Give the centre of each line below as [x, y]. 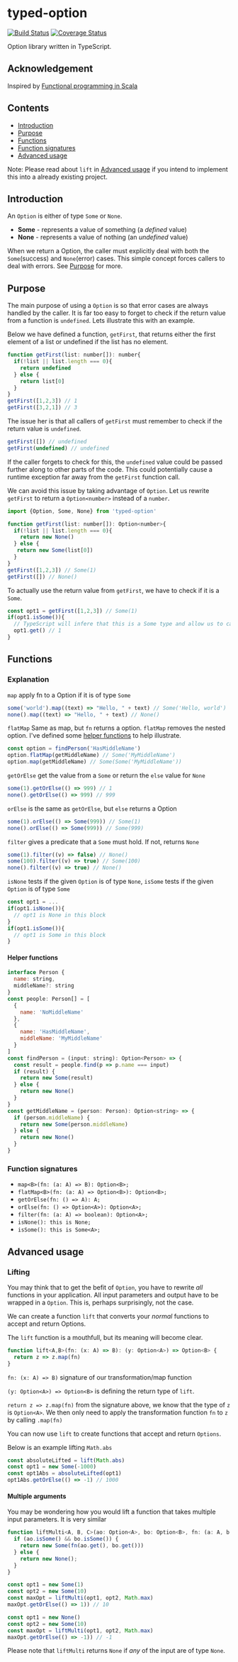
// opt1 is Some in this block [60, 935]
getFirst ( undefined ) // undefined [58, 448]
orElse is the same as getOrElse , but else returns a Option [92, 808]
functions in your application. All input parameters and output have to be [113, 1295]
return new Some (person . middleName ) [74, 1124]
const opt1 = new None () [44, 1617]
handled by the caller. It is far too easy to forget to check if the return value [117, 313]
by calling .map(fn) [35, 1419]
